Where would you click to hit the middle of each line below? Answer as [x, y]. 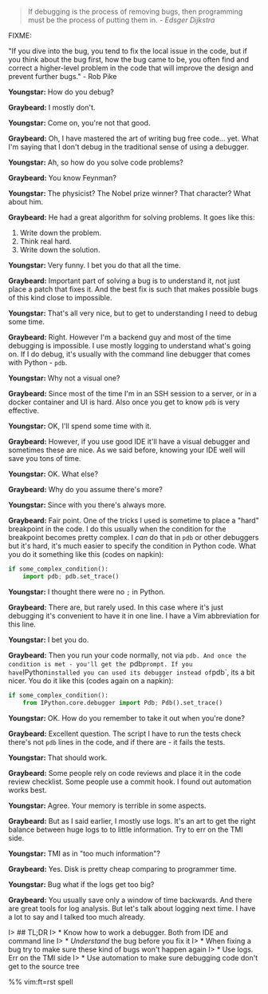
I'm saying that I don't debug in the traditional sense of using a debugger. [129, 147]
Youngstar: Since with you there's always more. [87, 505]
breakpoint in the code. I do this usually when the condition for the [117, 529]
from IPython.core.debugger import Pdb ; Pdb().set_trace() [123, 702]
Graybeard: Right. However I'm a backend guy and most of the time [120, 337]
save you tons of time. [45, 458]
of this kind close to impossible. [60, 298]
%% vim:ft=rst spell [41, 981]
